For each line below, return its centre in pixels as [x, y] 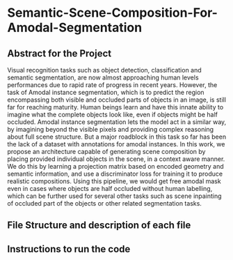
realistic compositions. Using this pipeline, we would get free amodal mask [114, 181]
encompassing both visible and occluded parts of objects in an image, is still [116, 100]
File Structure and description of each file [99, 225]
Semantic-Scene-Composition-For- [112, 13]
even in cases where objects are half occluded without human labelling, [110, 189]
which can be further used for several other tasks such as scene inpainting [114, 196]
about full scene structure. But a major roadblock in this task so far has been [117, 137]
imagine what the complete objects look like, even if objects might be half [112, 114]
